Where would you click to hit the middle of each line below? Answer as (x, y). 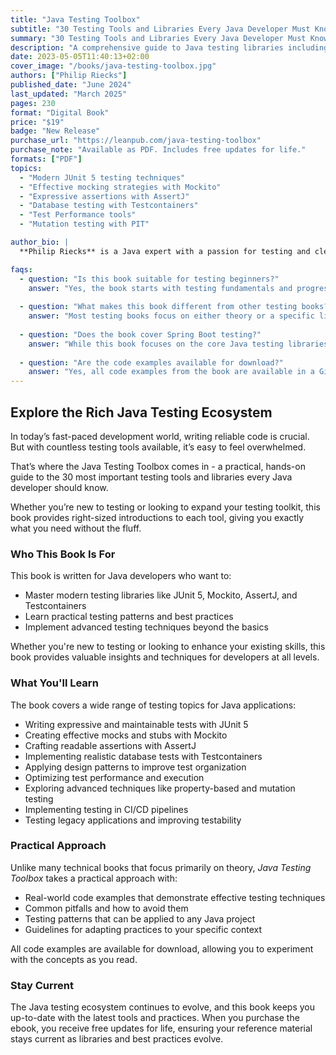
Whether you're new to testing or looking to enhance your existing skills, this (168, 647)
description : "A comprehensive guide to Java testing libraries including (169, 47)
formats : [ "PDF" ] (46, 159)
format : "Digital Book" (60, 112)
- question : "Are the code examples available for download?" (151, 362)
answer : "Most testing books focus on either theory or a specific (171, 316)
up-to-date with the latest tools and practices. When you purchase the (155, 1018)
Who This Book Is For (63, 554)
